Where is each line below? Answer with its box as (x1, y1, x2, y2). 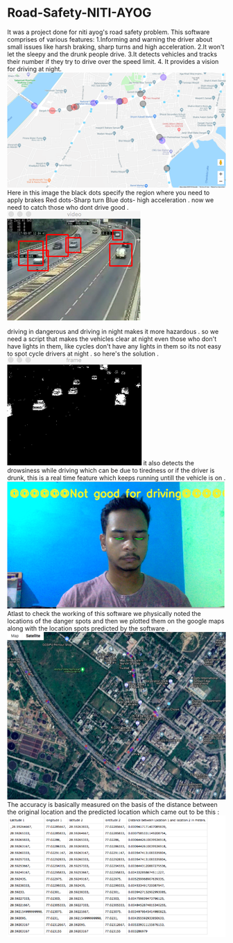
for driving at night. (7, 65, 62, 73)
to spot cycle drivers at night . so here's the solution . (7, 349, 159, 358)
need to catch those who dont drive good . (7, 203, 130, 211)
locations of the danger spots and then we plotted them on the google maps (7, 617, 225, 625)
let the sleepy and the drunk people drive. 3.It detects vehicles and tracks (7, 50, 217, 58)
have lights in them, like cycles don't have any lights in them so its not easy (7, 342, 222, 350)
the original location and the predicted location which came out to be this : (7, 808, 220, 817)
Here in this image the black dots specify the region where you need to (7, 188, 210, 197)
